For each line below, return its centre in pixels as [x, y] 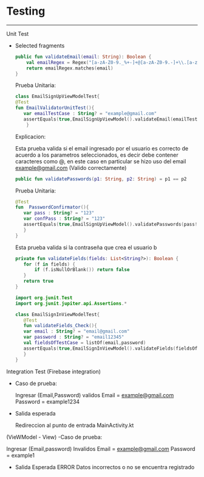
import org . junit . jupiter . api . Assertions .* [71, 303]
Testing [26, 11]
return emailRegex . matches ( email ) [70, 68]
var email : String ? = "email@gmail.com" [76, 331]
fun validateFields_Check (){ [60, 326]
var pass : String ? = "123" [59, 213]
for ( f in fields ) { [49, 264]
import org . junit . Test [44, 298]
